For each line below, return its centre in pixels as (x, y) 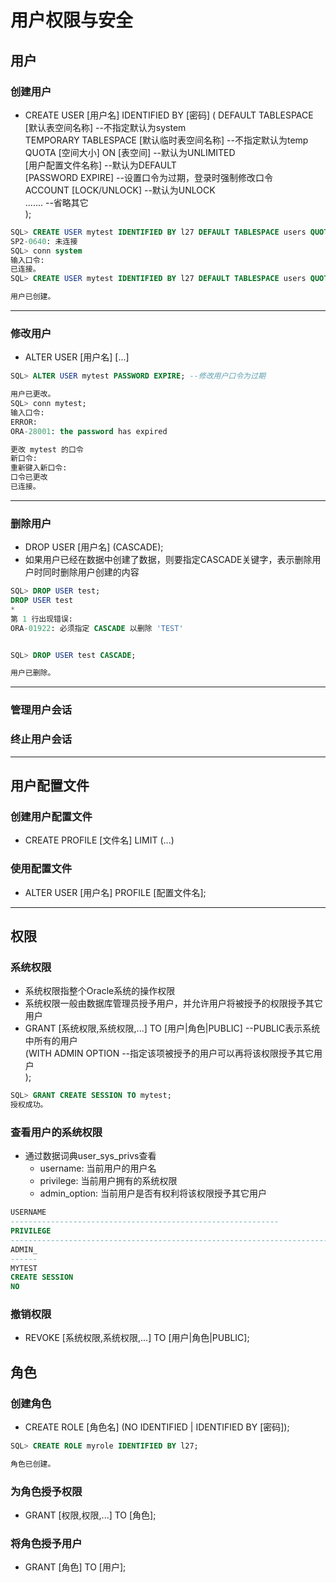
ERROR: (24, 422)
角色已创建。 (33, 1464)
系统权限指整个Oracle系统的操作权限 (100, 991)
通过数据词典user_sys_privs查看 (90, 1156)
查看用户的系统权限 (56, 1132)
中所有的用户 (51, 1041)
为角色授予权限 (46, 1491)
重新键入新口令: (39, 468)
